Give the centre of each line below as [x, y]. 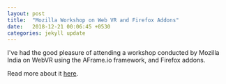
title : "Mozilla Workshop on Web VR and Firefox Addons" [93, 20]
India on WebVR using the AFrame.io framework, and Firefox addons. [106, 60]
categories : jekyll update [46, 33]
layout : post [26, 14]
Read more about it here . [43, 74]
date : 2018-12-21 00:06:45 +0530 [59, 26]
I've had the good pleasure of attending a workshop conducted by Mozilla [113, 53]
